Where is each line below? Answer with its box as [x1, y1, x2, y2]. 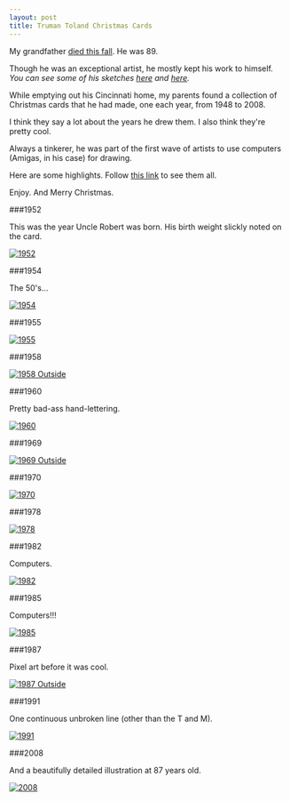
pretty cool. [9, 125, 51, 136]
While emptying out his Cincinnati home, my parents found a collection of [9, 90, 278, 100]
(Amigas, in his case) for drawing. [9, 152, 133, 163]
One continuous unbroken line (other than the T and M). [9, 713, 213, 724]
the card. [9, 230, 43, 241]
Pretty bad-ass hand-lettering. [9, 403, 121, 413]
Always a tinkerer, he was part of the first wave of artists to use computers [9, 143, 282, 154]
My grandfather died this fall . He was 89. [9, 45, 159, 56]
